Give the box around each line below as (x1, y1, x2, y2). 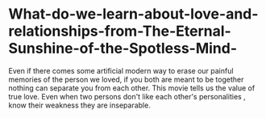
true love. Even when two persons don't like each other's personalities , (8, 91, 246, 101)
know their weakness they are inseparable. (8, 100, 151, 110)
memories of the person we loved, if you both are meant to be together (8, 74, 244, 84)
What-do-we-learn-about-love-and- (8, 5, 259, 23)
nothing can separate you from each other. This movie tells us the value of (8, 82, 256, 93)
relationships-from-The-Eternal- (8, 22, 231, 40)
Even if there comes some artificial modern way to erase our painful (8, 65, 234, 75)
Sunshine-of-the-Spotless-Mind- (8, 40, 238, 57)
